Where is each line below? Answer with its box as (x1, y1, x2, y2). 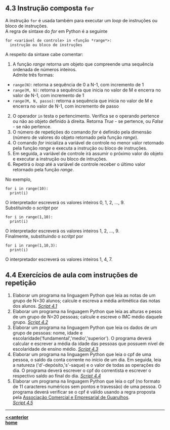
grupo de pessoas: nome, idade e (12, 329, 83, 336)
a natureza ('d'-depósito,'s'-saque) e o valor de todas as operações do (12, 362, 160, 368)
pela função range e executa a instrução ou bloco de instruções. (12, 145, 148, 151)
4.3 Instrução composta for (5, 4, 95, 13)
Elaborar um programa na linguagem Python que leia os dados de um (12, 324, 157, 330)
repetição (5, 279, 36, 288)
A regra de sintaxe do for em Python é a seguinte (5, 28, 108, 34)
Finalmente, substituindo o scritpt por (5, 233, 83, 239)
